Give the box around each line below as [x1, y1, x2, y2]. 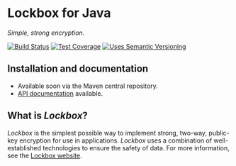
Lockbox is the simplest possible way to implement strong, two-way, [7, 128, 208, 137]
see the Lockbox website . [7, 151, 83, 160]
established [7, 143, 41, 152]
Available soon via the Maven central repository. [17, 82, 158, 90]
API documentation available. [17, 89, 103, 97]
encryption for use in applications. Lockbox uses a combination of [19, 136, 213, 145]
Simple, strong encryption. [7, 28, 85, 37]
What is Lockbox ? [7, 110, 89, 122]
